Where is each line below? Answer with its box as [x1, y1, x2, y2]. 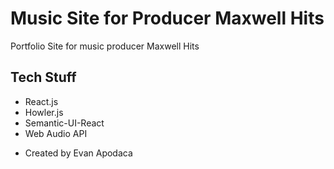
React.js [24, 95, 59, 107]
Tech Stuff [10, 69, 77, 86]
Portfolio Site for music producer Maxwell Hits [10, 40, 200, 52]
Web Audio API [24, 127, 88, 139]
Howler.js [24, 106, 64, 118]
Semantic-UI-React [24, 117, 105, 129]
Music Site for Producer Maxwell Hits [10, 7, 325, 30]
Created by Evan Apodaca [24, 147, 133, 159]
